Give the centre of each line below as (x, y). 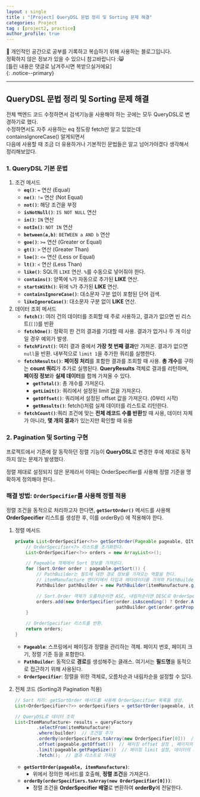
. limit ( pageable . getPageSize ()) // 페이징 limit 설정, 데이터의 (113, 750)
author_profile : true (33, 34)
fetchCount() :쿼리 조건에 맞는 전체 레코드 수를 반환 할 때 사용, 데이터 (103, 413)
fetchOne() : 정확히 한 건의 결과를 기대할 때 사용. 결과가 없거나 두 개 (102, 332)
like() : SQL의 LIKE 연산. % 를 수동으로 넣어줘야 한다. (85, 272)
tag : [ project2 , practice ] (41, 28)
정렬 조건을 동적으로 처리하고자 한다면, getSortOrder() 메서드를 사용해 (88, 510)
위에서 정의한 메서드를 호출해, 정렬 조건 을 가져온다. (91, 774)
